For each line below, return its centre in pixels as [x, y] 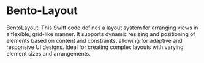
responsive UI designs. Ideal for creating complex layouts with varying [95, 47]
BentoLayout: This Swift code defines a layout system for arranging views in [102, 28]
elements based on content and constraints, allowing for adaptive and [94, 40]
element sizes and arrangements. [48, 53]
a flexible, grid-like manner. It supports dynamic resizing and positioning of [101, 34]
